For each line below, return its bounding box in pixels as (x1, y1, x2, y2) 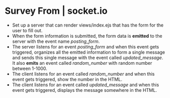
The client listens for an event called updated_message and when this (12, 82, 159, 88)
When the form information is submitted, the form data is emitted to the (12, 33, 162, 39)
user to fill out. (12, 27, 43, 33)
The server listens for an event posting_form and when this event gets (12, 43, 159, 50)
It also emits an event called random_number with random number (12, 60, 152, 66)
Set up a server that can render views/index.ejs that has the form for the (12, 22, 164, 28)
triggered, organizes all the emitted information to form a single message (12, 49, 165, 55)
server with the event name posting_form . (12, 38, 100, 44)
